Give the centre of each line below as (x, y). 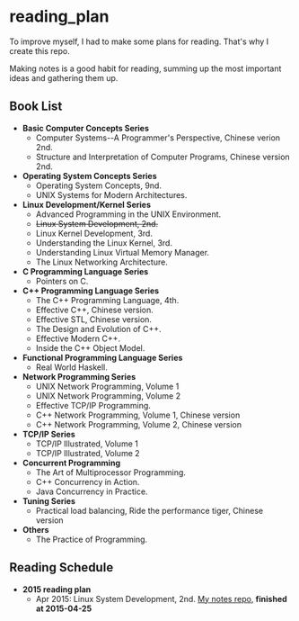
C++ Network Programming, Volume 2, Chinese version (139, 424)
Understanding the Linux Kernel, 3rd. (104, 243)
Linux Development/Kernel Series (86, 204)
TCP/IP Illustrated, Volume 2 (88, 453)
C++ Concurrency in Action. (88, 481)
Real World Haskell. (71, 367)
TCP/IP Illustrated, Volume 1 (87, 444)
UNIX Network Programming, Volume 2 (108, 396)
